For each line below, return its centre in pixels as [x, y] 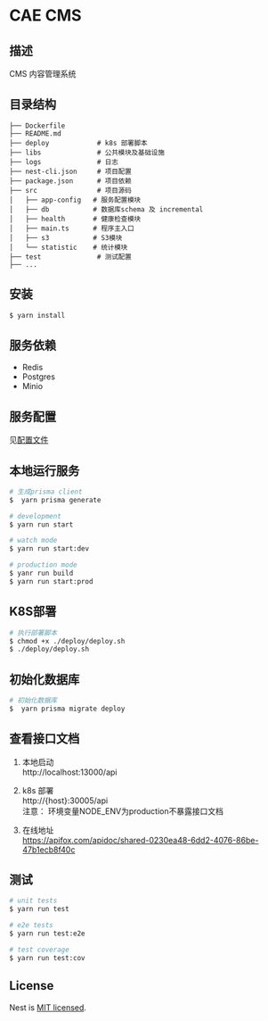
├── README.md [36, 133]
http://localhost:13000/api [69, 772]
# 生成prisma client [46, 492]
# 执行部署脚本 [33, 633]
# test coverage [39, 950]
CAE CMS [45, 16]
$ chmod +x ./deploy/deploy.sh [67, 641]
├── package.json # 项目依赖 [70, 181]
